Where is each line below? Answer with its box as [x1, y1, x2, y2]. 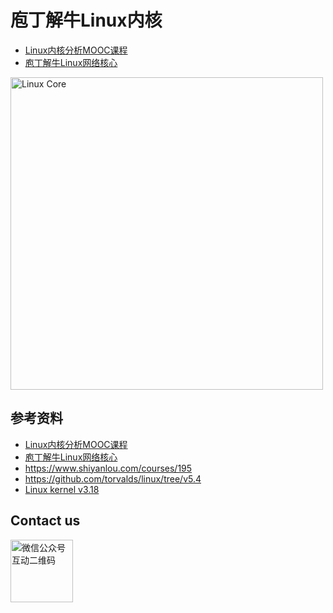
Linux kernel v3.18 [24, 483, 100, 495]
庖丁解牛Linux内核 [10, 9, 163, 32]
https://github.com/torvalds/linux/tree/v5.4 [24, 472, 202, 485]
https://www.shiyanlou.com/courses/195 [24, 462, 193, 474]
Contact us [10, 512, 81, 530]
